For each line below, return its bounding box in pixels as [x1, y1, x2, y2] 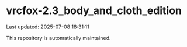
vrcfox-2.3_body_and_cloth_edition [6, 4, 182, 17]
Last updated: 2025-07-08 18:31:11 [6, 23, 89, 30]
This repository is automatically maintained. [6, 34, 111, 41]
